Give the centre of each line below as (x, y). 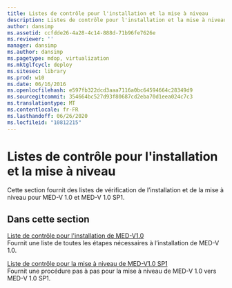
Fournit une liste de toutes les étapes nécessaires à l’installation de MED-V (113, 243)
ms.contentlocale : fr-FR (43, 110)
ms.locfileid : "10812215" (44, 122)
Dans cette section (48, 219)
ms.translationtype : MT (41, 103)
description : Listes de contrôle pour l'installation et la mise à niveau (117, 20)
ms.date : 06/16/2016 (37, 84)
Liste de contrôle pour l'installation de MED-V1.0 (76, 236)
